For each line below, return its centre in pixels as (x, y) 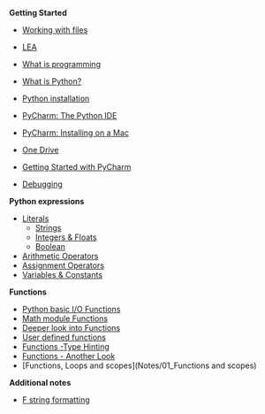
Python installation (56, 98)
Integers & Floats (66, 237)
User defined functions (64, 337)
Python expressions (47, 201)
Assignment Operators (63, 265)
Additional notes (40, 383)
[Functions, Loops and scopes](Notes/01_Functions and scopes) (139, 365)
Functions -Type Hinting (66, 347)
